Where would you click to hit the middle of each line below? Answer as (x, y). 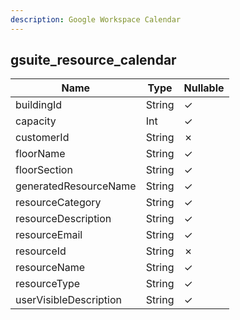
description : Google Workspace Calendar (96, 19)
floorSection (44, 170)
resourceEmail (49, 235)
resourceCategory (58, 203)
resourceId (41, 251)
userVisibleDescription (68, 300)
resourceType (48, 284)
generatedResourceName (76, 186)
